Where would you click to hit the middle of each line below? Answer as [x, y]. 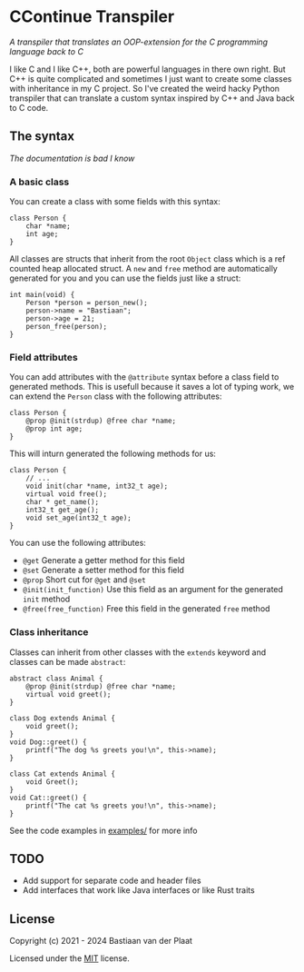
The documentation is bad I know [72, 158]
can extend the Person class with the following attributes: [116, 396]
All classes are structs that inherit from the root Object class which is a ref [147, 259]
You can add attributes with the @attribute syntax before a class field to [144, 377]
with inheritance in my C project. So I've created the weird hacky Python [144, 88]
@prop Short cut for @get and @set [84, 580]
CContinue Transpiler [92, 17]
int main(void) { [42, 295]
